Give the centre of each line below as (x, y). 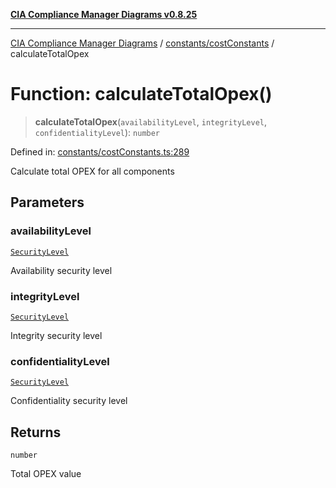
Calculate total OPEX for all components (92, 171)
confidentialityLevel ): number (97, 132)
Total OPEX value (46, 474)
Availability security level (61, 270)
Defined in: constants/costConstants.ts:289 (100, 151)
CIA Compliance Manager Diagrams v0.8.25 (104, 14)
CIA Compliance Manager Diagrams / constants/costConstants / (142, 43)
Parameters (47, 202)
